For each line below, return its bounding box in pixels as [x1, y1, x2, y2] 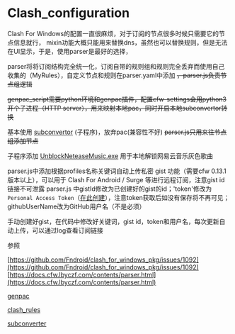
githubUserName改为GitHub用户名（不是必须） [7, 202, 146, 211]
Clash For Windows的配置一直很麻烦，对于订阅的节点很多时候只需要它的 [7, 29, 219, 38]
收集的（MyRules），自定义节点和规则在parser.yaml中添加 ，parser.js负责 [7, 71, 221, 79]
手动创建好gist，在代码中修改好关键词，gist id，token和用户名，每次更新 [7, 217, 219, 226]
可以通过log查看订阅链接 [31, 226, 104, 235]
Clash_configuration [7, 5, 130, 21]
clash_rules [7, 305, 41, 313]
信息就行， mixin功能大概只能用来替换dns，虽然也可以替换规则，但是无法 [13, 38, 228, 47]
